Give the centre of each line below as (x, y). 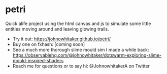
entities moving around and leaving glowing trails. (57, 29)
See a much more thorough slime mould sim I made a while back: (81, 50)
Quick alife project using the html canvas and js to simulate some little (78, 23)
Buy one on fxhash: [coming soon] (49, 44)
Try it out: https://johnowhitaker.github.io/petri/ (61, 39)
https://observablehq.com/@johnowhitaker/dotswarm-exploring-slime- (87, 55)
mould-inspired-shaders (38, 60)
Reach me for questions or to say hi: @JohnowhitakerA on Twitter (81, 66)
